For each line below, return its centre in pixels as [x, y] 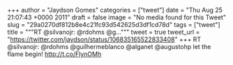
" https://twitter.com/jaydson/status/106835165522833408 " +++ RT [104, 39]
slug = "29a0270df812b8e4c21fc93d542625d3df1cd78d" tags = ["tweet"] [114, 25]
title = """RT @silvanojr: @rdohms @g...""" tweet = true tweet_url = [104, 32]
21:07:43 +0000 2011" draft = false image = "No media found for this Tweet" [117, 17]
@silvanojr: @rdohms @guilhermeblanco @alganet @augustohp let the [109, 47]
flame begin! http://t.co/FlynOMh [54, 54]
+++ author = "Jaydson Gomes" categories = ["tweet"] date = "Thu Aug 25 [115, 10]
